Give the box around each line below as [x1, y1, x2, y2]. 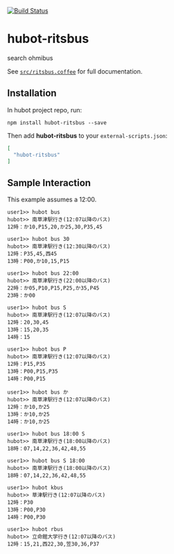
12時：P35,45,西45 [7, 251, 58, 258]
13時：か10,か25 [7, 411, 50, 418]
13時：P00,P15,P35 [7, 368, 58, 375]
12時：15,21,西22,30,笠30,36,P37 [7, 541, 100, 548]
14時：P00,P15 [7, 376, 46, 383]
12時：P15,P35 [7, 361, 46, 368]
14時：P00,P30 [7, 514, 46, 521]
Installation [7, 87, 57, 99]
